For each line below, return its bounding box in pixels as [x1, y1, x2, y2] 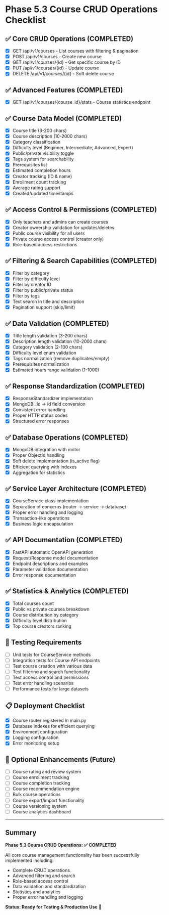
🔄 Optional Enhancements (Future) [5, 755, 116, 764]
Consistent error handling [12, 407, 66, 413]
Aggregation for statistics [12, 469, 65, 475]
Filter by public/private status [12, 287, 73, 293]
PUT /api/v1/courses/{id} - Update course [12, 65, 100, 71]
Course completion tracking [12, 780, 70, 786]
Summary [5, 829, 37, 837]
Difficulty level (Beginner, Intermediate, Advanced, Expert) [12, 145, 133, 151]
